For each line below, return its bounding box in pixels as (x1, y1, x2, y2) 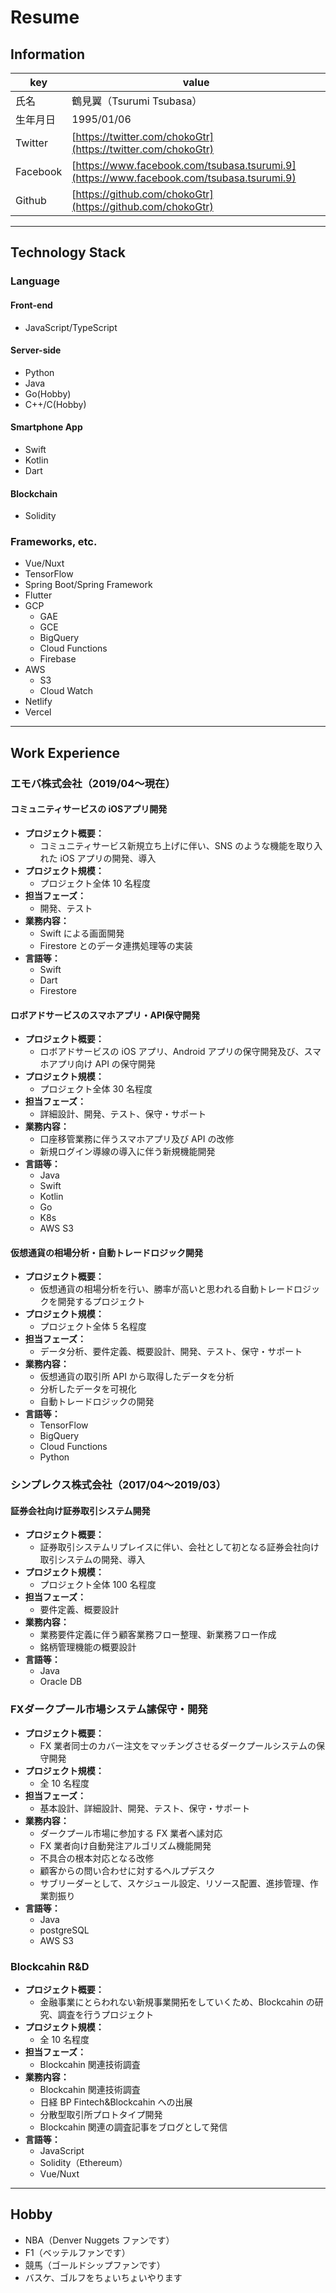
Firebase (39, 653, 77, 665)
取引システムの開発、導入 (39, 1554, 146, 1566)
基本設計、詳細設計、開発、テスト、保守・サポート (39, 1802, 251, 1814)
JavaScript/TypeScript (24, 321, 118, 333)
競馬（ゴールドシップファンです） (24, 2259, 166, 2271)
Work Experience (10, 744, 121, 761)
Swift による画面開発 (39, 927, 125, 939)
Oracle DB (39, 1676, 83, 1688)
